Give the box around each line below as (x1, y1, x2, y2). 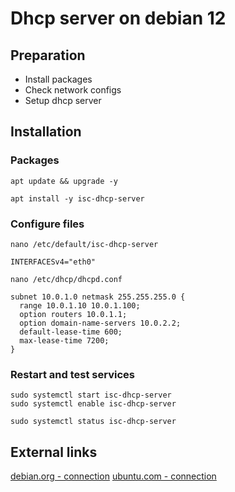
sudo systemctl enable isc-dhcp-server (10, 399, 177, 409)
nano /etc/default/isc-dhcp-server (10, 239, 159, 249)
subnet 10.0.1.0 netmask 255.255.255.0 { (10, 292, 186, 302)
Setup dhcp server (24, 95, 102, 106)
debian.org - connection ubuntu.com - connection (10, 470, 217, 482)
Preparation (10, 47, 86, 64)
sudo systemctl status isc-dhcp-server (10, 417, 177, 427)
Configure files (10, 217, 85, 231)
